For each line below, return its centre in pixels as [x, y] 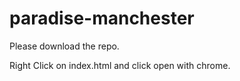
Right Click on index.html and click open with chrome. [120, 65]
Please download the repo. [64, 46]
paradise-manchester [102, 18]
